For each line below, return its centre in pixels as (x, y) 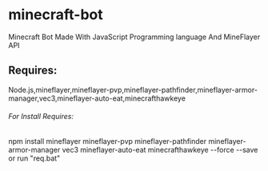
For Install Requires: (41, 117)
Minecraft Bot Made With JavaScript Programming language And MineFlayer (134, 37)
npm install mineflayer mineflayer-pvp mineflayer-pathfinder (108, 141)
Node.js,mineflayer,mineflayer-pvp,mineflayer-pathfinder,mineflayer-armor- (133, 89)
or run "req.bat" (34, 158)
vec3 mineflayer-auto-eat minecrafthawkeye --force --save (160, 149)
